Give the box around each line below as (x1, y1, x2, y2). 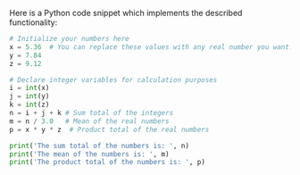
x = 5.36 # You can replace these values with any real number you (9, 42, 270, 52)
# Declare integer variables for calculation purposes (9, 75, 218, 84)
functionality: (9, 17, 58, 28)
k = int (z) (9, 100, 50, 110)
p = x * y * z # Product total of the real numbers (9, 125, 210, 134)
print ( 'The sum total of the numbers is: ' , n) (9, 141, 190, 150)
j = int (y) (9, 92, 50, 101)
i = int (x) (9, 84, 50, 93)
